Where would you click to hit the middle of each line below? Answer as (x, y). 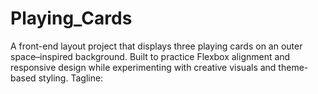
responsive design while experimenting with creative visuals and (143, 67)
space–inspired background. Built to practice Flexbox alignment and (150, 56)
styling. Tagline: (71, 78)
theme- (293, 67)
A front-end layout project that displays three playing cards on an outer (156, 46)
